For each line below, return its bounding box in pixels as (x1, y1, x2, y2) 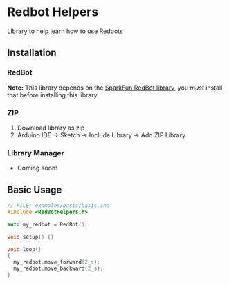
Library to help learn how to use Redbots (7, 27, 123, 35)
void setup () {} (7, 233, 54, 240)
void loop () (7, 246, 42, 253)
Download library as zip (17, 124, 85, 132)
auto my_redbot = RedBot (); (7, 221, 89, 228)
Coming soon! (17, 164, 57, 173)
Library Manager (7, 148, 64, 157)
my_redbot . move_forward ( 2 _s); (13, 259, 100, 266)
